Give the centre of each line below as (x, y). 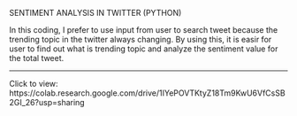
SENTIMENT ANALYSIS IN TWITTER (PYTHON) (95, 13)
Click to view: (34, 84)
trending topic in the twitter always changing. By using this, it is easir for (141, 39)
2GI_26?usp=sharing (47, 102)
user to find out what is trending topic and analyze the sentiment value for (144, 49)
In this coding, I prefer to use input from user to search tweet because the (144, 30)
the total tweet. (37, 58)
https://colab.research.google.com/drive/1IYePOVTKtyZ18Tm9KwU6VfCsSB (147, 93)
